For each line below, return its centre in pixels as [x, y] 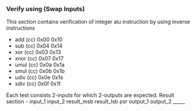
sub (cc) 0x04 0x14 [39, 46]
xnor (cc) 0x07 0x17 [39, 59]
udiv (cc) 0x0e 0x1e [39, 77]
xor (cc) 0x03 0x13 [38, 52]
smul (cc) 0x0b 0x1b [40, 71]
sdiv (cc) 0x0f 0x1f [38, 84]
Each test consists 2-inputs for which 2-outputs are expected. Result [90, 95]
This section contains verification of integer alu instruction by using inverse [98, 22]
